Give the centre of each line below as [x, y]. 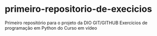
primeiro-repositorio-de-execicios [78, 9]
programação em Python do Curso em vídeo [51, 28]
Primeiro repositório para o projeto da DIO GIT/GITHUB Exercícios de [76, 23]
